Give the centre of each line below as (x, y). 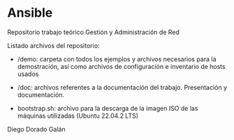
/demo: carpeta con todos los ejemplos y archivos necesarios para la (117, 59)
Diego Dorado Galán (36, 129)
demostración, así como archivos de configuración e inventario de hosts (121, 66)
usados (28, 74)
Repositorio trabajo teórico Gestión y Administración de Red (94, 32)
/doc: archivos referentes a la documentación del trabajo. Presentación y (122, 87)
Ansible (30, 13)
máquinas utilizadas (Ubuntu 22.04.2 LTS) (78, 116)
